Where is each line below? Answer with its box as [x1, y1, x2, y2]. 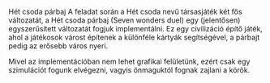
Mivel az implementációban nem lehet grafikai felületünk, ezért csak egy [8, 56, 251, 66]
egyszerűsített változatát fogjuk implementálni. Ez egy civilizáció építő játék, [8, 24, 264, 33]
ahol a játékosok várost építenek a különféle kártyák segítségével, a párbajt [8, 32, 260, 42]
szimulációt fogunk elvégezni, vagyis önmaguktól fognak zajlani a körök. [8, 65, 251, 75]
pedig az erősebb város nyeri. [8, 41, 109, 51]
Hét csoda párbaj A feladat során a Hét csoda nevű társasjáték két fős [8, 7, 242, 16]
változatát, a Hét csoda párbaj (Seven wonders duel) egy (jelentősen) [8, 15, 241, 25]
